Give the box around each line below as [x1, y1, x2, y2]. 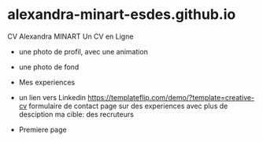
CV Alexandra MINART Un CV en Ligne [7, 32, 134, 41]
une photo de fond [18, 62, 80, 72]
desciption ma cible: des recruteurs [18, 109, 135, 119]
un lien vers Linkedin [18, 92, 87, 102]
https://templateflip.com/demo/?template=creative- [87, 92, 255, 102]
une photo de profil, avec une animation [18, 47, 149, 56]
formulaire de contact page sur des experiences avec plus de [28, 101, 228, 110]
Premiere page [18, 125, 68, 134]
